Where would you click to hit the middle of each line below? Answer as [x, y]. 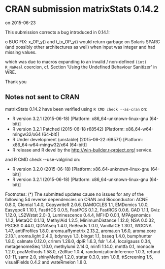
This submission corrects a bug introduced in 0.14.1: [57, 32]
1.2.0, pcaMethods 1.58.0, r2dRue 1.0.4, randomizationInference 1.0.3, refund [83, 251]
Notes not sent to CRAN [42, 97]
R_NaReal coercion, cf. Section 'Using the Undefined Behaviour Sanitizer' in [81, 67]
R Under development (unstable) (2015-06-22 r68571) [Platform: [78, 139]
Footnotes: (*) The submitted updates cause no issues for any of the [75, 194]
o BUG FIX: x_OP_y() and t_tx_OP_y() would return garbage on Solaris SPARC [82, 42]
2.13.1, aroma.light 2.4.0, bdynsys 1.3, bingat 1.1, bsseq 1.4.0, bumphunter [79, 236]
